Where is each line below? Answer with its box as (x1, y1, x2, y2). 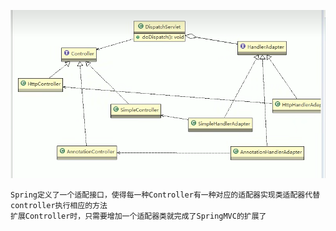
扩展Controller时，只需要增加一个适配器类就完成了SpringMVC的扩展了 (10, 211, 267, 222)
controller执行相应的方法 (10, 201, 108, 211)
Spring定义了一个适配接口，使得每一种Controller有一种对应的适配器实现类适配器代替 (10, 190, 321, 200)
